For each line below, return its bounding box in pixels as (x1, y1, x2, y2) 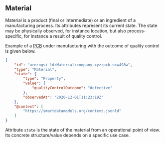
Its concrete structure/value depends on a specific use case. (5, 132, 130, 139)
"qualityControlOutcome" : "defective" (31, 86, 113, 91)
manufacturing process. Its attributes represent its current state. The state (5, 22, 158, 28)
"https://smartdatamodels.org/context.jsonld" (23, 109, 122, 114)
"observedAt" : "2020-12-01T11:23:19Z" (23, 95, 104, 100)
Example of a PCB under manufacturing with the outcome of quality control (5, 42, 160, 49)
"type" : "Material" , (14, 67, 57, 72)
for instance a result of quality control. (24, 33, 102, 39)
